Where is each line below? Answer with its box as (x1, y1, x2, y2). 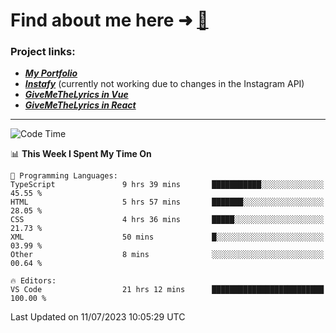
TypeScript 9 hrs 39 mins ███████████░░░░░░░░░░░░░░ (10, 180, 325, 190)
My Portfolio (24, 67, 78, 79)
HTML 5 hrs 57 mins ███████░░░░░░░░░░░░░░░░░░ (10, 197, 325, 208)
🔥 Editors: (10, 276, 57, 286)
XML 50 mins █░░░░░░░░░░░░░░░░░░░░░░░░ (10, 232, 325, 243)
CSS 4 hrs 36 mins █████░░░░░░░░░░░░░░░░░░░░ (10, 215, 325, 225)
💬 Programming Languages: (10, 171, 118, 181)
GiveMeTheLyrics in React (24, 99, 137, 111)
